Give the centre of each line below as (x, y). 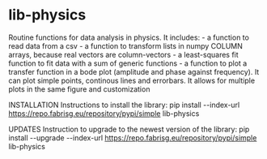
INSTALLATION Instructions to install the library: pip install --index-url (124, 105)
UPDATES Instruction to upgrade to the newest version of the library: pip (129, 129)
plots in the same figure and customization (79, 89)
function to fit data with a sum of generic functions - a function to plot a (128, 63)
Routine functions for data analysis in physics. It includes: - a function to (129, 37)
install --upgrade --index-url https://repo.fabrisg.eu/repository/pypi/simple (133, 138)
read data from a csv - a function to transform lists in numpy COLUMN (125, 45)
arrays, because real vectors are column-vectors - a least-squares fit (123, 54)
